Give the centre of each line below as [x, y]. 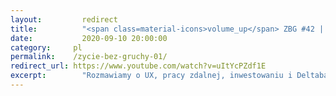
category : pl [46, 47]
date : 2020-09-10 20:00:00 [89, 38]
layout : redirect [64, 19]
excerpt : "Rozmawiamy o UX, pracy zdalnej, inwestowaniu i [151, 76]
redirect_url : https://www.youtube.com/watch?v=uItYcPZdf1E [138, 66]
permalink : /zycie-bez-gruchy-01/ [89, 57]
